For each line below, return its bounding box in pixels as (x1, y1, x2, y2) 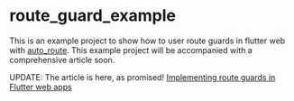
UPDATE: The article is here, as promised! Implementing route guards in (9, 71, 276, 82)
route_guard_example (9, 5, 176, 26)
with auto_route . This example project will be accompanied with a (9, 44, 253, 55)
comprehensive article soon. (9, 54, 115, 65)
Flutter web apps (9, 81, 72, 92)
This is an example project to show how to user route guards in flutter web (9, 35, 286, 46)
